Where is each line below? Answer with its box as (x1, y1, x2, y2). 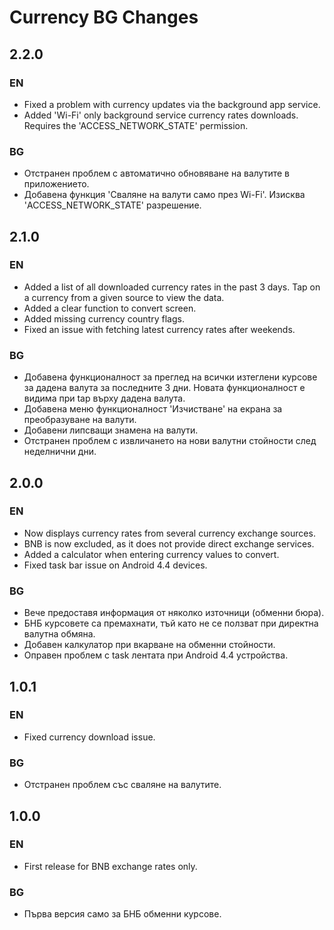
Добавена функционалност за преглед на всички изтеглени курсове (23, 371, 318, 383)
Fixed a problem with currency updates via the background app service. (23, 98, 321, 110)
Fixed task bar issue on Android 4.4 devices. (23, 559, 208, 571)
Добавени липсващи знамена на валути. (23, 424, 199, 436)
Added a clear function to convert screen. (23, 302, 197, 314)
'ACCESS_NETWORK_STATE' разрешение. (23, 199, 202, 211)
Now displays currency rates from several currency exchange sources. (23, 527, 316, 539)
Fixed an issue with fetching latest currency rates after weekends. (23, 323, 296, 335)
